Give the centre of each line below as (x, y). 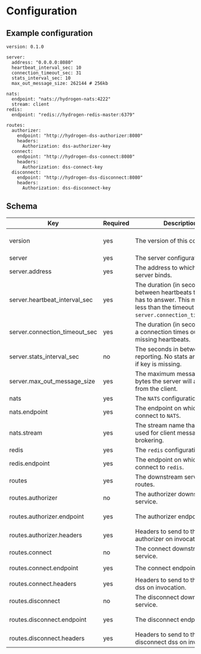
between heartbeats (163, 292)
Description (180, 223)
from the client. (156, 389)
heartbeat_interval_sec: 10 (47, 68)
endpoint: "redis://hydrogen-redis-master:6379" (73, 115)
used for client (155, 433)
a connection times (162, 332)
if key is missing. (158, 364)
